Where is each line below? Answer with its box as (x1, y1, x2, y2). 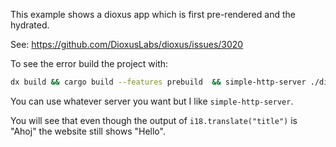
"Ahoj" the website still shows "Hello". (10, 125, 166, 137)
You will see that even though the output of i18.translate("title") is (10, 114, 298, 126)
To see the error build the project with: (10, 58, 169, 69)
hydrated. (10, 19, 50, 31)
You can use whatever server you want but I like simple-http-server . (10, 95, 294, 107)
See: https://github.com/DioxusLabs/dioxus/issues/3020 (10, 39, 244, 50)
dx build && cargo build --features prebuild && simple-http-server (10, 77, 307, 87)
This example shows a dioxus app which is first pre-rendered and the (10, 9, 296, 20)
